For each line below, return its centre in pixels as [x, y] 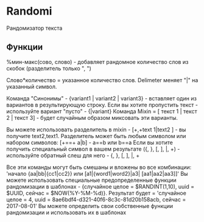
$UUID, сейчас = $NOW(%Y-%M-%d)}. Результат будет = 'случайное [97, 193]
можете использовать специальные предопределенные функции [91, 180]
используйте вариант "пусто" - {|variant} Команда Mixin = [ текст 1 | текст [102, 111]
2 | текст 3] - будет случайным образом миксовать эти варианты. [92, 117]
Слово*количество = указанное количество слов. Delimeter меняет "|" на [102, 80]
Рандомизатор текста [34, 28]
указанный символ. [32, 86]
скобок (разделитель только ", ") [49, 68]
